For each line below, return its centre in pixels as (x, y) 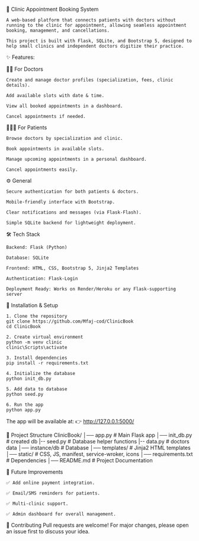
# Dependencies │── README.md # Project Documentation (79, 460)
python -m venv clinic (34, 342)
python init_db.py (29, 379)
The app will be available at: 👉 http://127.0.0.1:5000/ (70, 421)
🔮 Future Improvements (35, 472)
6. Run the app (25, 405)
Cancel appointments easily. (42, 170)
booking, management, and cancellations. (58, 30)
